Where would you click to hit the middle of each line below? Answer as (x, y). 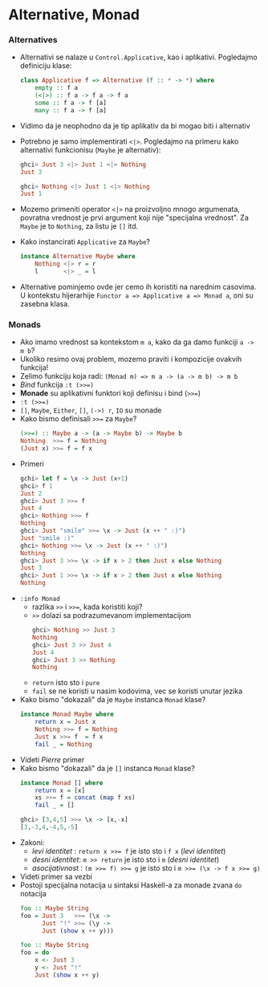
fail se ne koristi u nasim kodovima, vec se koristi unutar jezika (137, 691)
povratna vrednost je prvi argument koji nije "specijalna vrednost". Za (134, 217)
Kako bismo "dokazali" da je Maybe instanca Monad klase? (113, 700)
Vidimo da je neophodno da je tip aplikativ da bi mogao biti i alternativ (135, 125)
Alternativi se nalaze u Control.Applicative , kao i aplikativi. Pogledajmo (139, 57)
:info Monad (40, 599)
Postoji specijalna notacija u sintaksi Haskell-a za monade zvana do (131, 885)
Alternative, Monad (74, 15)
